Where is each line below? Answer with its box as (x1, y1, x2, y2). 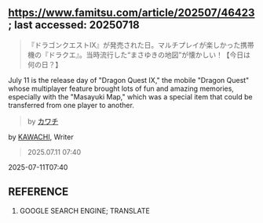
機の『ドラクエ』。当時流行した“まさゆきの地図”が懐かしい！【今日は (27, 50, 251, 59)
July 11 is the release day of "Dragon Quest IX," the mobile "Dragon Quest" (8, 75, 250, 85)
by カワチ (27, 117, 59, 126)
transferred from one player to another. (8, 100, 135, 110)
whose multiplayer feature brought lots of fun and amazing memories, (8, 84, 234, 93)
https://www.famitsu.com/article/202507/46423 (8, 6, 255, 20)
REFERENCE (8, 185, 69, 199)
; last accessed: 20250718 (8, 19, 140, 32)
